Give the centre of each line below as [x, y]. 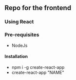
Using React [19, 22]
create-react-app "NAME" [38, 72]
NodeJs [19, 45]
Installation [16, 56]
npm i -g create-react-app [38, 67]
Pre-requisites [22, 35]
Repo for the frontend [38, 8]
